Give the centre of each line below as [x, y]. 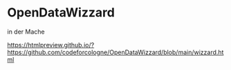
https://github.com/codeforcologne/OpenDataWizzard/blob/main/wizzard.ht [115, 52]
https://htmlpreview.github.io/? [51, 45]
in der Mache [26, 32]
